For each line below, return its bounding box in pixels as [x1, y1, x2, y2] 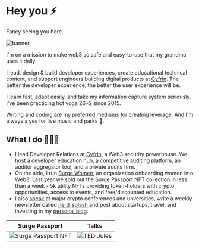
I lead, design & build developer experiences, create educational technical [6, 69, 187, 76]
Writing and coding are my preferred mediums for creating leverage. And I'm [6, 111, 194, 118]
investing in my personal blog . [14, 207, 89, 215]
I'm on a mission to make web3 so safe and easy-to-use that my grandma [6, 51, 187, 58]
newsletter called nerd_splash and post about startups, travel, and [14, 201, 177, 208]
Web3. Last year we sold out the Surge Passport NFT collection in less [14, 176, 187, 183]
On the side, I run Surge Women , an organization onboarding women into [14, 169, 194, 176]
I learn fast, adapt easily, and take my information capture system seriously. [6, 93, 191, 100]
